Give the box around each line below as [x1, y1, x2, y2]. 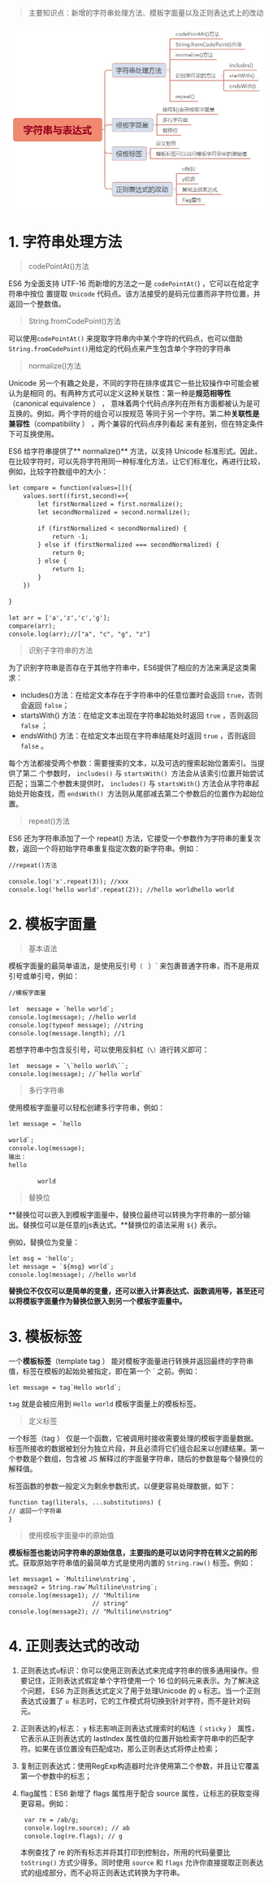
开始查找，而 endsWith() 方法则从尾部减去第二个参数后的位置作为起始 [22, 788, 258, 799]
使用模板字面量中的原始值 [28, 1530, 115, 1540]
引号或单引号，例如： [8, 971, 80, 980]
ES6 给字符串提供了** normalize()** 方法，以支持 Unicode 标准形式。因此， [8, 446, 262, 456]
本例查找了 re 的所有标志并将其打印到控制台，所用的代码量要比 [19, 1847, 231, 1857]
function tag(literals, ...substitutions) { [8, 1498, 162, 1506]
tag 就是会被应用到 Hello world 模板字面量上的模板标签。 [8, 1398, 201, 1409]
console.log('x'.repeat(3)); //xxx [8, 878, 129, 886]
